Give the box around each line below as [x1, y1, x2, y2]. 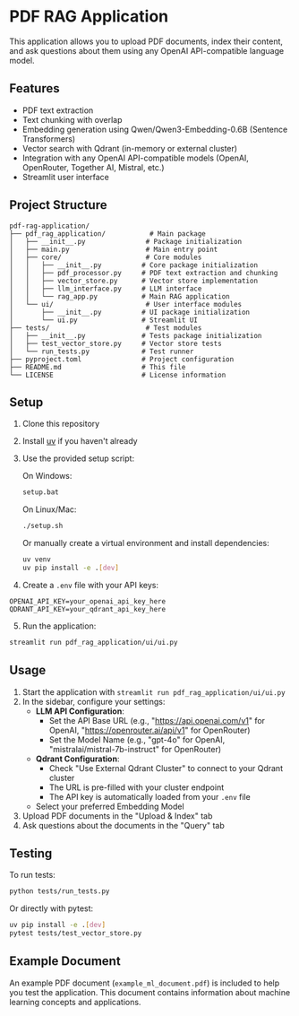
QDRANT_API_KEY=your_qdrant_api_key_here [9, 604, 167, 613]
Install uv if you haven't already [21, 436, 138, 447]
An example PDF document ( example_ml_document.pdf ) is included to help [9, 977, 280, 988]
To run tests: [9, 870, 56, 881]
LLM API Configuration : [35, 706, 125, 716]
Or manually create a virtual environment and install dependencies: [21, 538, 270, 549]
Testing [9, 846, 53, 861]
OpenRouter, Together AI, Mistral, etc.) [21, 161, 165, 172]
